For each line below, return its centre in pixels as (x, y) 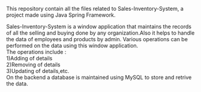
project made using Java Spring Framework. (61, 15)
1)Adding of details (29, 58)
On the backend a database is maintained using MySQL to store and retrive (99, 77)
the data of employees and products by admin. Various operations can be (97, 39)
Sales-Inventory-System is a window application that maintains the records (99, 27)
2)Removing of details (33, 65)
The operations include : (36, 52)
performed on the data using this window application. (72, 45)
